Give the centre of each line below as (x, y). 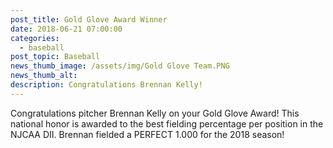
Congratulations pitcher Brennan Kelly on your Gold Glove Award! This (155, 113)
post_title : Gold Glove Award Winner (89, 19)
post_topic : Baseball (55, 57)
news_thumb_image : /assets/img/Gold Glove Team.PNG (120, 66)
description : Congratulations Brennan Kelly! (106, 85)
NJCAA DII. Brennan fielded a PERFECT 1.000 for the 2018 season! (147, 134)
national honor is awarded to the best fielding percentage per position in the (167, 123)
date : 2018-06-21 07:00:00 (66, 29)
